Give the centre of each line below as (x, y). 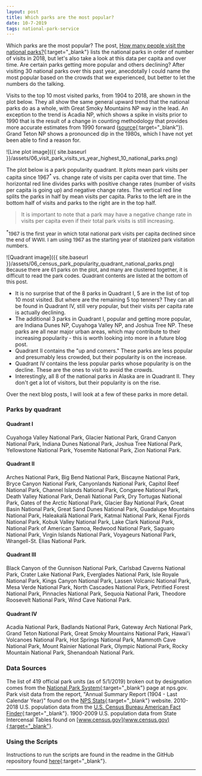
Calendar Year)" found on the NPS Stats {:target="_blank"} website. (89, 700)
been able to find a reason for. (44, 140)
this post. (17, 282)
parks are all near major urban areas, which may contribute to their (98, 332)
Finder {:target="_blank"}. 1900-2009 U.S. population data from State (91, 713)
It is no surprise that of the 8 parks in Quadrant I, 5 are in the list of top (102, 293)
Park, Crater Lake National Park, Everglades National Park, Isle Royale (93, 575)
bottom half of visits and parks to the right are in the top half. (81, 202)
